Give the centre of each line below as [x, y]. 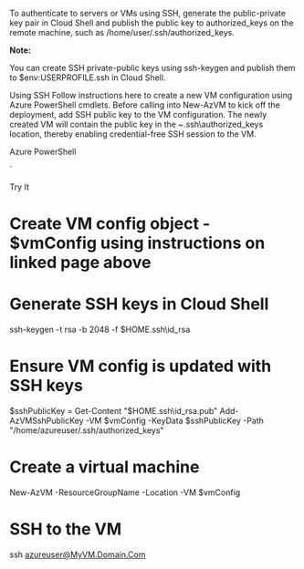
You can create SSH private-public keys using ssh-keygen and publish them [152, 68]
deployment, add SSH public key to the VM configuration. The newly [138, 114]
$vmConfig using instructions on [137, 243]
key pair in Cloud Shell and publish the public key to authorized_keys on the [152, 23]
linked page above [80, 263]
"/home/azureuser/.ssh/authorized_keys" [87, 430]
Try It [20, 187]
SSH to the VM [66, 529]
